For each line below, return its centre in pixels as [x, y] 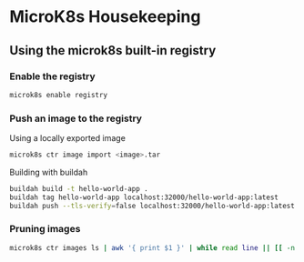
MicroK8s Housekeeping [105, 17]
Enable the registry [52, 76]
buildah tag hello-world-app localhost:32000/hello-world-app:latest [144, 197]
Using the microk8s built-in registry [113, 50]
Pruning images [45, 229]
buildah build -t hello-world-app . [79, 188]
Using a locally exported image [67, 138]
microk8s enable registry [58, 95]
